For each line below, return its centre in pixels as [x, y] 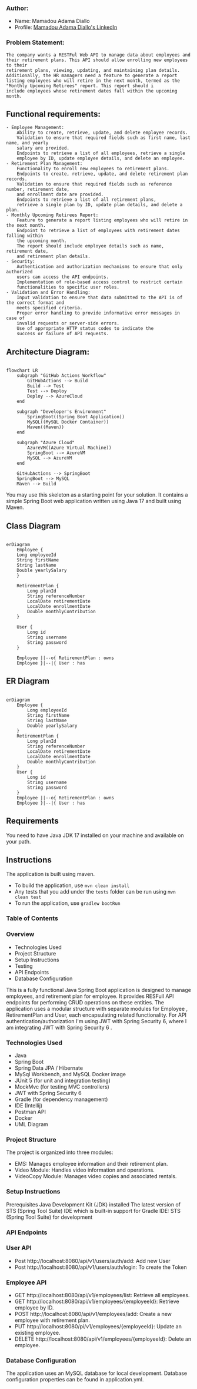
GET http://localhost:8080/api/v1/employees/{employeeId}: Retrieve [97, 1302]
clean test [28, 897]
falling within [25, 236]
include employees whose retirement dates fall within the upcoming [92, 91]
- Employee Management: [35, 128]
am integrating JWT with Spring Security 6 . [59, 1027]
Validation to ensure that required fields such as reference [94, 184]
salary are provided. [43, 148]
